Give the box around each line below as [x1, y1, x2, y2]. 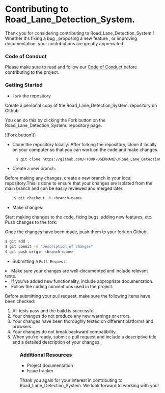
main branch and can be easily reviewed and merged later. [5, 185, 124, 191]
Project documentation [27, 363, 73, 368]
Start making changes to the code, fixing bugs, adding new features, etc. [5, 214, 153, 220]
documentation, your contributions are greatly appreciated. [5, 40, 125, 46]
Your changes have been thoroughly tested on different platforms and [12, 318, 154, 324]
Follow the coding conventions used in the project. [11, 283, 114, 289]
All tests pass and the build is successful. [12, 307, 96, 313]
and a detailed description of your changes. [12, 339, 101, 345]
